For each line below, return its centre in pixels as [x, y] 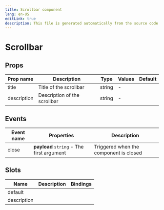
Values [126, 79]
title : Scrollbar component [34, 10]
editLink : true [20, 19]
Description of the [59, 95]
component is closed [118, 153]
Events [16, 118]
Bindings [81, 184]
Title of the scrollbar [61, 87]
